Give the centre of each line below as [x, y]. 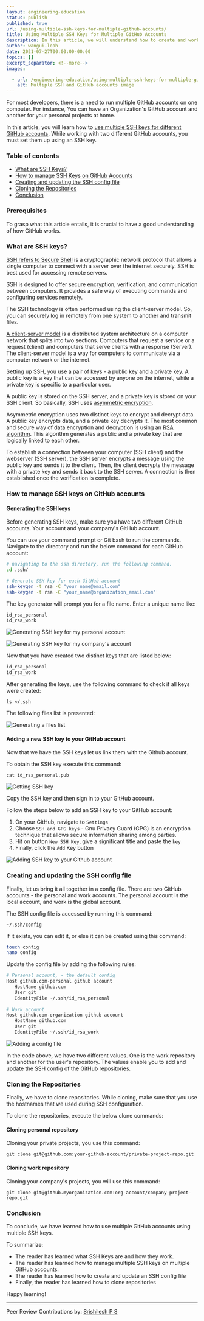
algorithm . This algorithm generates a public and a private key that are [94, 434]
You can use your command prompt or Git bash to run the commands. [94, 540]
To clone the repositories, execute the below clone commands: [85, 1116]
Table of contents [33, 156]
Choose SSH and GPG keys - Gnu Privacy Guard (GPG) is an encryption [103, 829]
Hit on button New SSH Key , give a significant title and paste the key [98, 841]
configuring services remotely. [45, 297]
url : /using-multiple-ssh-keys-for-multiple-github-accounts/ [87, 29]
